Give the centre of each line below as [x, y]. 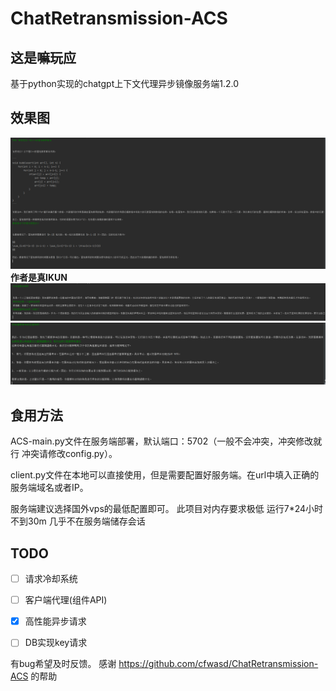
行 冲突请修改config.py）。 [64, 454]
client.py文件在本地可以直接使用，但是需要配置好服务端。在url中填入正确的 [165, 475]
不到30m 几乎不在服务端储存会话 [78, 521]
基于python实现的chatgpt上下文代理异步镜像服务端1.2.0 [124, 83]
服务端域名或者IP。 [49, 488]
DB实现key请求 [56, 643]
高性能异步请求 [55, 621]
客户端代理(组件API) [66, 600]
